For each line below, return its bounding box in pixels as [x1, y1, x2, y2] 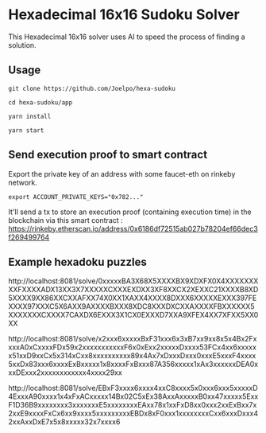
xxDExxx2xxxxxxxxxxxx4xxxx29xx [8, 368, 123, 377]
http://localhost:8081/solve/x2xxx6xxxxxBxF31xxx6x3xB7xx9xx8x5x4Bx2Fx [8, 334, 257, 344]
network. [8, 177, 38, 187]
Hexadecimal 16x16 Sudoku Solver [8, 6, 240, 24]
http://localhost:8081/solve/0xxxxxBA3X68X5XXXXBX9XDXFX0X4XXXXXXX [8, 276, 259, 286]
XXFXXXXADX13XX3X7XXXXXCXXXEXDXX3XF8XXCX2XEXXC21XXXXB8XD [8, 285, 259, 295]
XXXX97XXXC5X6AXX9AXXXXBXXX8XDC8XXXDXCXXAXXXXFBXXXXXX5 [8, 302, 255, 311]
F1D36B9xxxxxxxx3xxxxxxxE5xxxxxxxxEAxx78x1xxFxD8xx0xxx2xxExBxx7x [8, 400, 257, 410]
